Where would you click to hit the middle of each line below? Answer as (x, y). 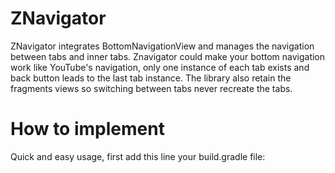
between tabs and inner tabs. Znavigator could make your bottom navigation (168, 56)
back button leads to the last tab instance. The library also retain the (151, 78)
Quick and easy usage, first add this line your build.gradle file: (138, 156)
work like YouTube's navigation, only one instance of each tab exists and (160, 67)
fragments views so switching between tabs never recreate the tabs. (151, 88)
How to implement (87, 129)
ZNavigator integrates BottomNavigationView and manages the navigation (162, 46)
